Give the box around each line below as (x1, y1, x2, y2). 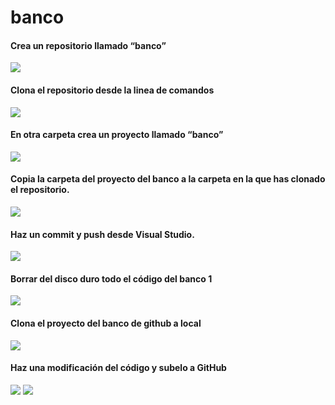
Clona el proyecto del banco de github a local (10, 317, 202, 329)
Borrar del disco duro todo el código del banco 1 (10, 272, 213, 285)
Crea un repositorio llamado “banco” (10, 39, 167, 51)
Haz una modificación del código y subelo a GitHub (10, 362, 227, 374)
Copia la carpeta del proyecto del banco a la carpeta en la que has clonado (10, 173, 326, 185)
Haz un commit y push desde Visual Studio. (10, 228, 195, 240)
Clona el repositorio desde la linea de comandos (10, 84, 215, 96)
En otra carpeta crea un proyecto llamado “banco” (10, 129, 224, 141)
